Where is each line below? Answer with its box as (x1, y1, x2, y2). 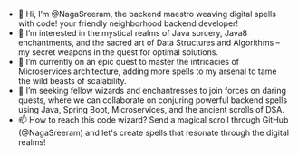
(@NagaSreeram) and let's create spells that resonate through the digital (17, 127, 290, 138)
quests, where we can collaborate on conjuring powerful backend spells (17, 95, 288, 105)
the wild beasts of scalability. (17, 76, 127, 86)
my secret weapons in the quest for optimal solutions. (17, 47, 219, 58)
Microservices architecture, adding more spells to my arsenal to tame (17, 66, 277, 77)
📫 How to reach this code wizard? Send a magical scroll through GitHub (17, 114, 289, 125)
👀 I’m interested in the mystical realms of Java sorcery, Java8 (17, 28, 247, 38)
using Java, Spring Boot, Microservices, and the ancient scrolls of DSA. (17, 105, 285, 114)
